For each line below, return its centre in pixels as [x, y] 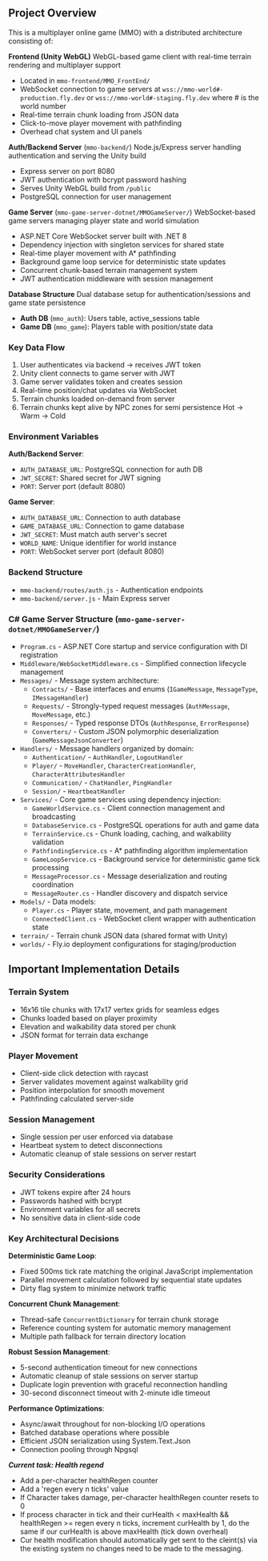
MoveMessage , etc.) [61, 714]
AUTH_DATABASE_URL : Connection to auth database [100, 518]
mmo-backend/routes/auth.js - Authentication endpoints [112, 590]
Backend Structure [46, 572]
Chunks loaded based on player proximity [88, 1018]
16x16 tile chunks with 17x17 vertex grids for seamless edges [120, 1009]
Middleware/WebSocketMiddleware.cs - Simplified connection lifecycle [133, 663]
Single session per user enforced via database [96, 1137]
